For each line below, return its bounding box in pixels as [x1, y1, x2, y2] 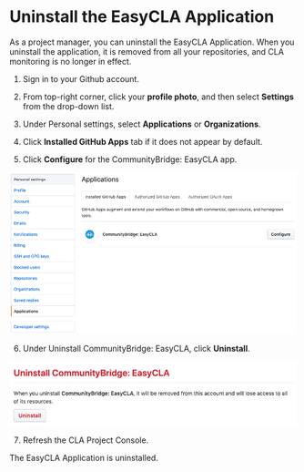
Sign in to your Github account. [22, 73, 139, 84]
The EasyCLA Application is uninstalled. [9, 452, 159, 463]
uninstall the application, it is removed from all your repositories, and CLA [9, 46, 285, 56]
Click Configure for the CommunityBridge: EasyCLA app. [22, 153, 238, 165]
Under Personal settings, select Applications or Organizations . [22, 118, 261, 129]
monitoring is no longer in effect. [9, 56, 132, 67]
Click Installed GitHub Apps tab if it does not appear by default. [22, 136, 263, 147]
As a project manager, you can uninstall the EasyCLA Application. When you [9, 36, 295, 47]
